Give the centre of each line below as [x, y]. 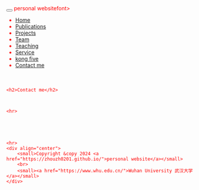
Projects [25, 33]
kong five [27, 59]
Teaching [27, 46]
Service [25, 52]
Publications [31, 26]
